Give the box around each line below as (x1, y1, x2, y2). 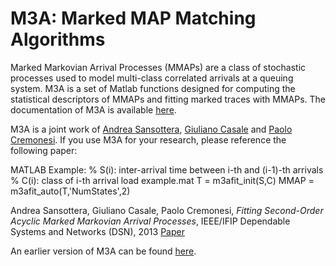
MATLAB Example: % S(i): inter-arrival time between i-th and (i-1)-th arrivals (10, 163, 324, 176)
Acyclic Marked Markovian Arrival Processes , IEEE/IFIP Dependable (10, 215, 291, 227)
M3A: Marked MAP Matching (10, 7, 257, 30)
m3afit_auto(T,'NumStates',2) (10, 185, 131, 197)
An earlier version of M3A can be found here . (10, 245, 197, 257)
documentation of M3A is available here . (10, 103, 177, 116)
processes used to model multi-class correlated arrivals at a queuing (10, 72, 294, 84)
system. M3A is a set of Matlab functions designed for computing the (10, 82, 296, 94)
